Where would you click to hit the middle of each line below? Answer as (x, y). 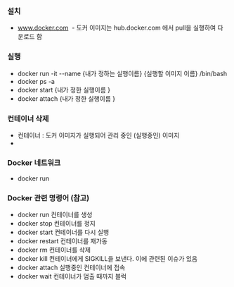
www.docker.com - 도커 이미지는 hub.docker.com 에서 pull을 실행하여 (117, 28)
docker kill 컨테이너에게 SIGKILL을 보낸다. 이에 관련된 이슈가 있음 (108, 259)
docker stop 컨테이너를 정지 (57, 224)
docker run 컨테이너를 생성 (55, 215)
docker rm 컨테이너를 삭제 (54, 250)
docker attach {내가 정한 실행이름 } (66, 98)
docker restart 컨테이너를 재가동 (62, 241)
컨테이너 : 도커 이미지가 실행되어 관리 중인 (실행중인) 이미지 (98, 135)
